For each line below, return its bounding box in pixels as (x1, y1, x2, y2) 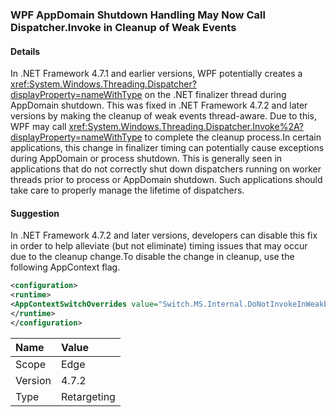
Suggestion (10, 207, 60, 219)
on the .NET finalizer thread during (144, 89, 287, 101)
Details (10, 45, 41, 57)
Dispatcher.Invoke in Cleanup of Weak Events (10, 20, 237, 34)
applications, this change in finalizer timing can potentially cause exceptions (10, 142, 325, 154)
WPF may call (10, 121, 67, 133)
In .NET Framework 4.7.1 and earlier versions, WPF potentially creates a (10, 68, 303, 80)
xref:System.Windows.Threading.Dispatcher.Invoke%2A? (68, 121, 304, 133)
